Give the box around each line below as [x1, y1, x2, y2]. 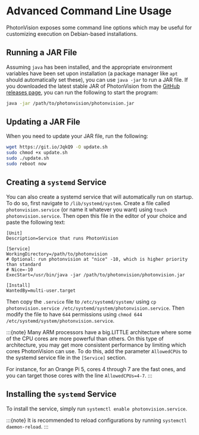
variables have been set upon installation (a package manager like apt [6, 70, 178, 77]
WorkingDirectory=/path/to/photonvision [6, 251, 108, 257]
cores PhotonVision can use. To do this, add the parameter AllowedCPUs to [6, 347, 188, 354]
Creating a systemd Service [6, 177, 107, 187]
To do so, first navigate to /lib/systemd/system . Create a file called [6, 199, 170, 206]
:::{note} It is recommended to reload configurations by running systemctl [6, 417, 187, 424]
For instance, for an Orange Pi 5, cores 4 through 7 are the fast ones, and [6, 365, 186, 372]
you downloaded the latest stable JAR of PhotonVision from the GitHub [6, 82, 181, 90]
